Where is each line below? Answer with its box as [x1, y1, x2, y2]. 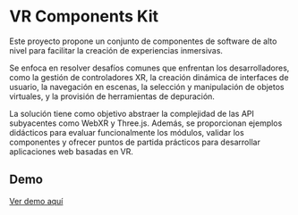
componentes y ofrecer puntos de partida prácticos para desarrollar [9, 136, 261, 147]
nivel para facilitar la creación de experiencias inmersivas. [9, 45, 224, 55]
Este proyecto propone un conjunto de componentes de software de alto [9, 36, 277, 46]
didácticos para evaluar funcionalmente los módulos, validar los [9, 127, 244, 137]
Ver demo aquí [9, 195, 64, 206]
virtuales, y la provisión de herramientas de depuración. [9, 91, 215, 102]
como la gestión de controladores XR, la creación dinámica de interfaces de [9, 71, 289, 82]
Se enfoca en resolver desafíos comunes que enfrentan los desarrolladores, [9, 62, 290, 73]
